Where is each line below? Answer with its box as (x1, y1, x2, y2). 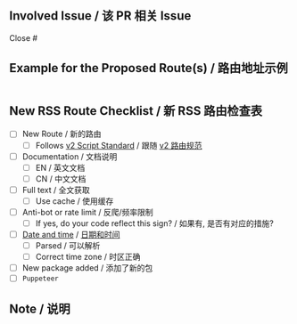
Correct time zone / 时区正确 (35, 252, 141, 263)
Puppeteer (21, 274, 60, 283)
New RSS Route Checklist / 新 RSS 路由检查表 (9, 103, 263, 118)
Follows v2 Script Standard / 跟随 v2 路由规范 (35, 140, 202, 150)
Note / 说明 (9, 301, 70, 316)
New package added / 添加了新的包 (21, 263, 153, 273)
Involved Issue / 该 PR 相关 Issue (9, 8, 192, 24)
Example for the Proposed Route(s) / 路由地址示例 (9, 61, 288, 76)
